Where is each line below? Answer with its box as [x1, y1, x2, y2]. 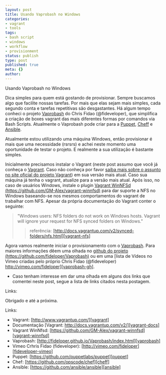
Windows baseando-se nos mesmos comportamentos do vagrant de [5, 192, 145, 198]
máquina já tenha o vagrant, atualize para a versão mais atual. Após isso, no [5, 177, 160, 183]
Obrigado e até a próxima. [5, 297, 58, 303]
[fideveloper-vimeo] [12, 348, 53, 354]
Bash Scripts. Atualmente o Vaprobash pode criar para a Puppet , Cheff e [5, 121, 153, 127]
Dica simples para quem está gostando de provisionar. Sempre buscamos [5, 94, 156, 100]
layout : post [5, 7, 32, 12]
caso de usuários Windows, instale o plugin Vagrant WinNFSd [5, 182, 131, 188]
